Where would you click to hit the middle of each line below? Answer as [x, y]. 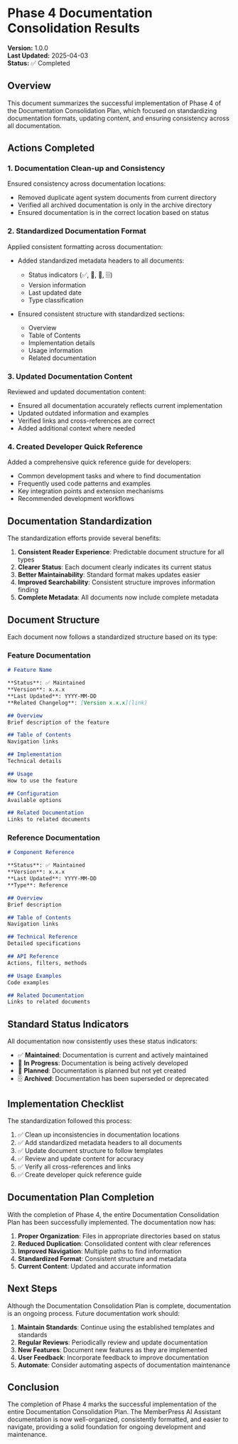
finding [28, 590]
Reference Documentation [54, 838]
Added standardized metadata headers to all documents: [101, 260]
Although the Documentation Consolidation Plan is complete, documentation [119, 1306]
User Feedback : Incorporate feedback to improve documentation [113, 1357]
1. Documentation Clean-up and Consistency [86, 169]
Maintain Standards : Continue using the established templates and [116, 1327]
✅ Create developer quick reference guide [80, 1174]
